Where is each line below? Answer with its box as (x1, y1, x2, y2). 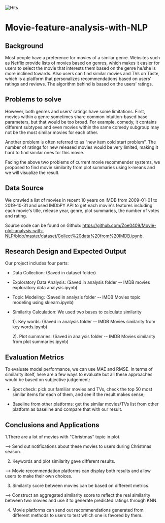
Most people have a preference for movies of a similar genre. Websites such (5, 55, 160, 60)
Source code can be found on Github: (5, 222, 82, 228)
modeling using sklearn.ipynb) (12, 300, 74, 305)
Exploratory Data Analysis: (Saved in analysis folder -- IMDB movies (12, 279, 150, 285)
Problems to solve (5, 95, 62, 104)
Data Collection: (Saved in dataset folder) (12, 270, 96, 276)
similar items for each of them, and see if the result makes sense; (12, 392, 145, 397)
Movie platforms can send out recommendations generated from (12, 507, 144, 513)
